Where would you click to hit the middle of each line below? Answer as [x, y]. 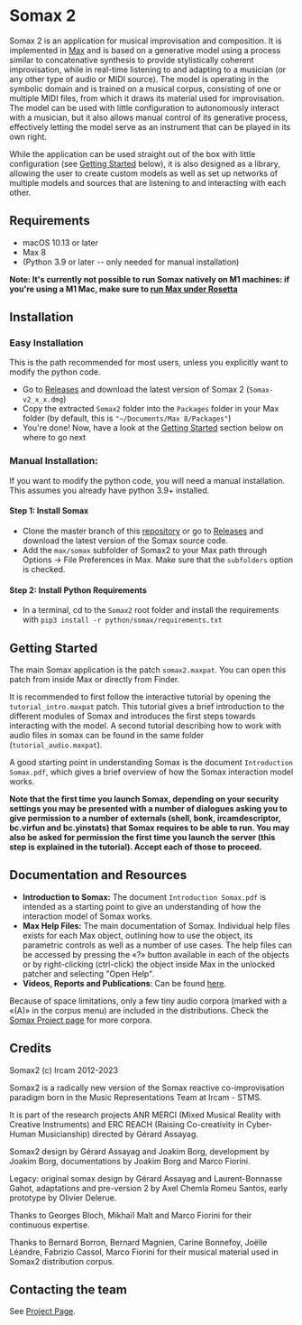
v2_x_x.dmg [43, 400]
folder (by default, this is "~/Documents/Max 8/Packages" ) [127, 418]
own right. [28, 136]
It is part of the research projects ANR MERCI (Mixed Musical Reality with [145, 1115]
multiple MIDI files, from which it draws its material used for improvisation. [147, 98]
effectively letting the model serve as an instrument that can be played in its [150, 126]
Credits [31, 1048]
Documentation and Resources [98, 875]
